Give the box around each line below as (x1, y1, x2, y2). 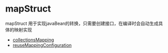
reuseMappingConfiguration (12, 42, 72, 48)
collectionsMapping (12, 36, 54, 43)
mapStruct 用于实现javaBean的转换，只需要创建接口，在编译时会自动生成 (5, 20, 159, 26)
